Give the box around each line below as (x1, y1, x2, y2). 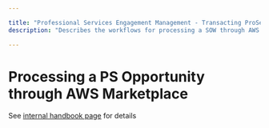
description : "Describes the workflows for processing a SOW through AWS (8, 26, 260, 34)
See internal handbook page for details (8, 111, 137, 121)
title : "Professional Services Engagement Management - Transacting (8, 18, 242, 26)
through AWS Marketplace (8, 85, 188, 102)
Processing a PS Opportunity (8, 67, 206, 86)
